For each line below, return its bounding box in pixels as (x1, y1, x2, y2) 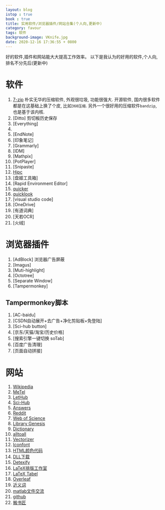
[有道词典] (12, 207, 34, 213)
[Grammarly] (12, 142, 39, 149)
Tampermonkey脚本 (5, 298, 68, 307)
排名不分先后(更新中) (5, 60, 48, 66)
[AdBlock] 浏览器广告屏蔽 (12, 256, 65, 262)
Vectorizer (12, 437, 34, 443)
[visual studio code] (12, 196, 53, 202)
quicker (12, 185, 29, 191)
